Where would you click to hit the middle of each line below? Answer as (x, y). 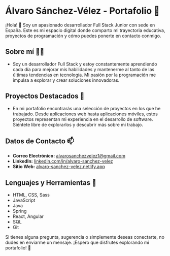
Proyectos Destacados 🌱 (45, 96)
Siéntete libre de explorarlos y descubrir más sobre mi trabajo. (78, 124)
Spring (20, 211)
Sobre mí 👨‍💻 (25, 52)
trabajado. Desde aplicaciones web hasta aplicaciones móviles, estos (85, 114)
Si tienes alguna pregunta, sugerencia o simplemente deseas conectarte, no (85, 237)
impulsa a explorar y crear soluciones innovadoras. (66, 80)
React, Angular (28, 216)
